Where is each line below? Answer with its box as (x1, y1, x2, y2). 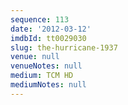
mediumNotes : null (10, 80, 87, 90)
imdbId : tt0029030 (10, 33, 87, 43)
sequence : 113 (10, 14, 70, 25)
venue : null (10, 52, 60, 62)
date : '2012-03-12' (10, 24, 92, 34)
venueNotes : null (10, 61, 83, 71)
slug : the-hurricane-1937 (10, 42, 118, 53)
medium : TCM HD (10, 71, 74, 81)
